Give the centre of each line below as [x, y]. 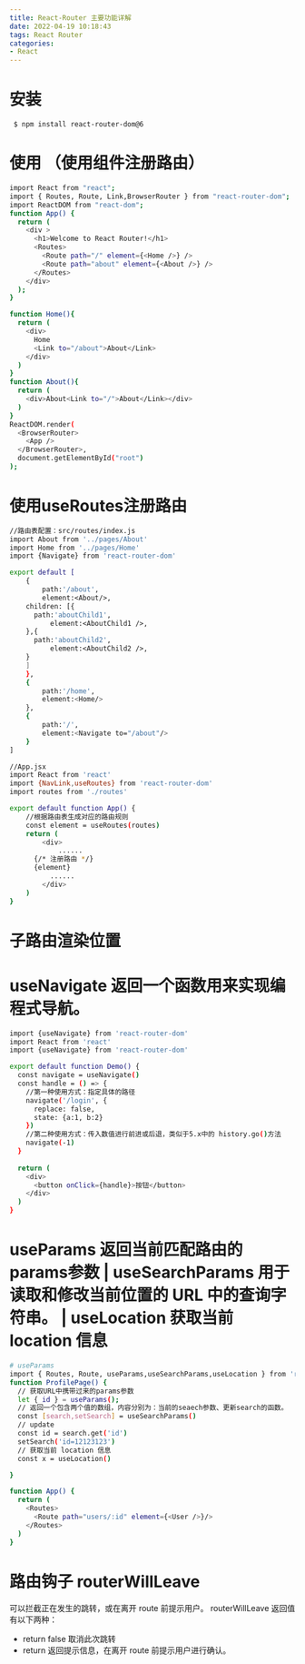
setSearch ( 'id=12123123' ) [67, 1442]
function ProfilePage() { [58, 1382]
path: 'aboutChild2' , [72, 640]
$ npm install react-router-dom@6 [79, 125]
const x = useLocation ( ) [64, 1458]
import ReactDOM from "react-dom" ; [77, 205]
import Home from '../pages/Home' [75, 548]
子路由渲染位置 [65, 940]
